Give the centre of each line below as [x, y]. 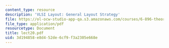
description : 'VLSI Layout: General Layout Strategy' [63, 14]
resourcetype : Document [30, 28]
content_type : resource [30, 10]
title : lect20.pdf [24, 33]
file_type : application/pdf [35, 24]
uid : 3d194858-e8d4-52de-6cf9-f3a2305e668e [52, 38]
